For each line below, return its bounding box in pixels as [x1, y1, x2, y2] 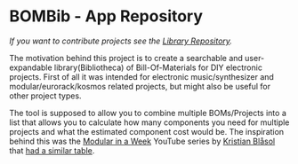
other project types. [9, 90, 82, 101]
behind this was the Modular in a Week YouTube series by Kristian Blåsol [9, 136, 276, 146]
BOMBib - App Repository [9, 6, 203, 27]
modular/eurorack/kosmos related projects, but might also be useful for [9, 81, 271, 91]
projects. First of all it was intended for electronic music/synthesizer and [9, 71, 274, 82]
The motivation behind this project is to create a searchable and [9, 52, 243, 63]
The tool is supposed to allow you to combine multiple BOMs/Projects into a [9, 107, 286, 118]
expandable [9, 62, 52, 73]
